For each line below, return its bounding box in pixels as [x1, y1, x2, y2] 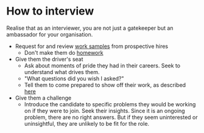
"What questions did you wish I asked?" [24, 75, 124, 82]
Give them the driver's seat [15, 55, 83, 63]
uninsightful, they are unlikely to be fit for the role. [24, 120, 150, 127]
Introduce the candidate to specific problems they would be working [24, 100, 196, 107]
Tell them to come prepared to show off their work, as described [24, 81, 186, 89]
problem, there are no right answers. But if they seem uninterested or [24, 114, 198, 121]
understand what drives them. [24, 68, 100, 75]
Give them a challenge [15, 94, 72, 101]
